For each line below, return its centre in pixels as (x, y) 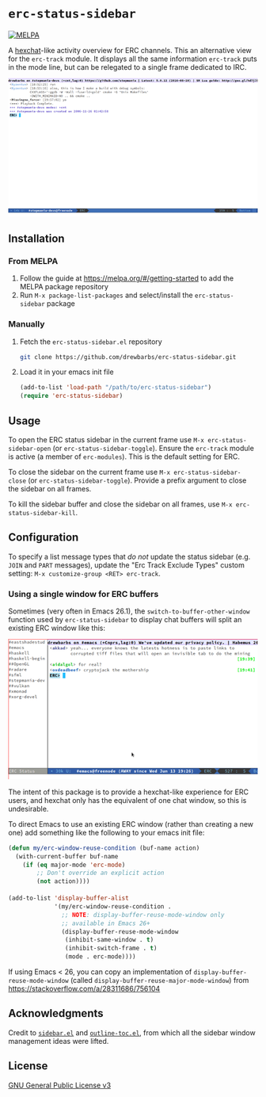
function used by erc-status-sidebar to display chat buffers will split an (125, 620)
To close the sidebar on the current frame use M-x (89, 472)
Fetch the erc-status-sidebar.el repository (91, 342)
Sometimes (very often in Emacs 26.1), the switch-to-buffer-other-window (129, 611)
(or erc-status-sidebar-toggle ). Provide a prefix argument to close (137, 480)
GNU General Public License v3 (60, 1085)
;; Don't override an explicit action (101, 873)
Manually (27, 324)
